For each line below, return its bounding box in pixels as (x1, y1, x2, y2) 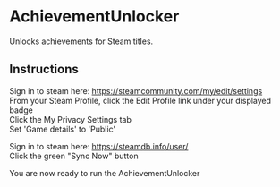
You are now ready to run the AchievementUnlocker (9, 167, 200, 178)
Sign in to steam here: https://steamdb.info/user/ (9, 140, 189, 151)
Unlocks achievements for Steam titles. (9, 36, 154, 47)
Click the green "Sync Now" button (9, 150, 139, 161)
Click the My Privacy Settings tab (9, 114, 132, 124)
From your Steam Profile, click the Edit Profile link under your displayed (9, 95, 271, 106)
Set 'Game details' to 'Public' (9, 123, 116, 134)
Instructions (9, 62, 79, 77)
